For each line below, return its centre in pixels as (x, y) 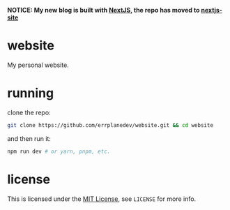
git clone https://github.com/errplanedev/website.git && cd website (110, 125)
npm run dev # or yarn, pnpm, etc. (59, 151)
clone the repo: (29, 112)
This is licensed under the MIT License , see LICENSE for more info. (102, 199)
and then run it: (29, 138)
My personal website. (38, 65)
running (31, 93)
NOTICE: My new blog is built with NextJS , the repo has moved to (103, 10)
